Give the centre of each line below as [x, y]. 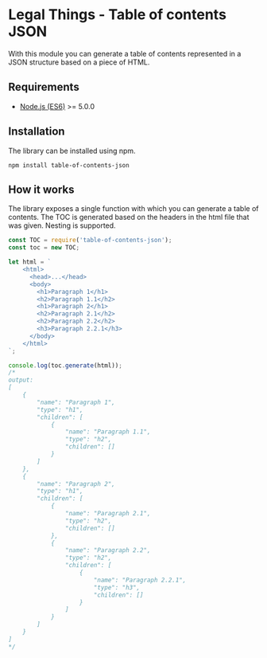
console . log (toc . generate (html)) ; [66, 365]
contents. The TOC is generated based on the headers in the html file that [129, 217]
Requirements [44, 87]
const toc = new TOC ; [44, 248]
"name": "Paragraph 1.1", [108, 432]
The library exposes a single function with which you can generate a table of [133, 209]
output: [21, 380]
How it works [41, 189]
